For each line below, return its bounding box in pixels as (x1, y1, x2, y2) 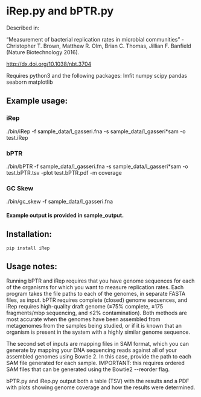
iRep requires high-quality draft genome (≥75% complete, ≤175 (6, 303, 164, 310)
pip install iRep (6, 245, 50, 251)
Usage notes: (6, 261, 57, 272)
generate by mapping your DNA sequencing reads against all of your (6, 346, 177, 354)
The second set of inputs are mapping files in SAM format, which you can (6, 340, 189, 348)
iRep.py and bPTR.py (6, 4, 114, 18)
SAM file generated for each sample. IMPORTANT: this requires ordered (6, 360, 185, 367)
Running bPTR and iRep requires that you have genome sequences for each (6, 277, 195, 284)
